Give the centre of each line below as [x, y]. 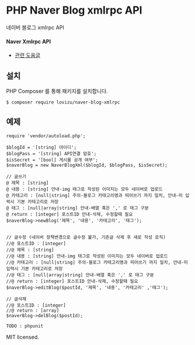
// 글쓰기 [16, 176]
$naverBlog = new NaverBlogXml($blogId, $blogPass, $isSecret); [87, 165]
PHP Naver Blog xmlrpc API [74, 10]
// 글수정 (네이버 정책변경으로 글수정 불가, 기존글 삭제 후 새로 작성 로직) [86, 237]
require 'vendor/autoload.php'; [46, 136]
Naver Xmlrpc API [29, 41]
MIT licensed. [23, 337]
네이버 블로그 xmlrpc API [35, 27]
